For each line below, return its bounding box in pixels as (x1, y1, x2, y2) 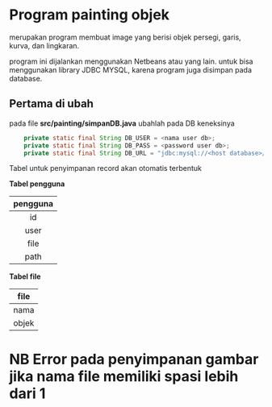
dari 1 (9, 384, 46, 402)
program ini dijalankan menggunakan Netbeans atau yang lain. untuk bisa (9, 56, 253, 66)
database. (9, 73, 43, 83)
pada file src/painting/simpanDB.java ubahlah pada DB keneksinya (9, 118, 235, 128)
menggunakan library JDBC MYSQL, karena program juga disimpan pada (9, 64, 253, 74)
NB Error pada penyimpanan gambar (9, 350, 259, 368)
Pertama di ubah (9, 97, 94, 110)
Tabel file (9, 272, 41, 281)
